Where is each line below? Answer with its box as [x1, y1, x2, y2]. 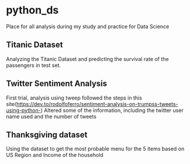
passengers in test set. [6, 61, 61, 69]
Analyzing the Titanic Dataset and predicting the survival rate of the [6, 55, 169, 62]
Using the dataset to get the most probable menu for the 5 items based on [6, 145, 185, 152]
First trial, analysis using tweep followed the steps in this [6, 94, 142, 101]
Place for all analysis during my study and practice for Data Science [6, 23, 170, 30]
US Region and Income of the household [6, 152, 103, 159]
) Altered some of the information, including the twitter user [40, 107, 184, 114]
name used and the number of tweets [6, 112, 96, 120]
